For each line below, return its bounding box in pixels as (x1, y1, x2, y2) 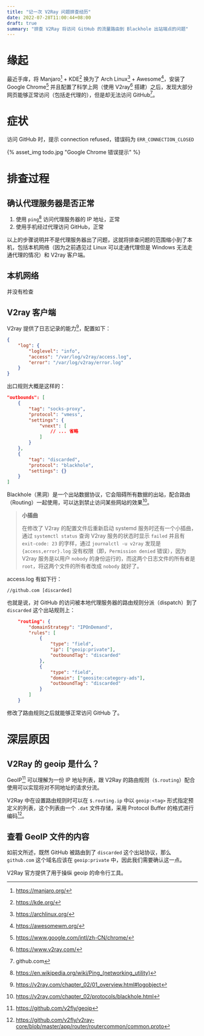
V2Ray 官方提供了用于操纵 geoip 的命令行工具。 (7, 869, 127, 876)
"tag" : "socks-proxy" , (28, 406, 86, 412)
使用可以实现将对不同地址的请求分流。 (7, 784, 102, 791)
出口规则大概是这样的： (7, 383, 65, 390)
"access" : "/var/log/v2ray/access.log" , (28, 354, 132, 360)
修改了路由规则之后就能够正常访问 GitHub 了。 (7, 709, 123, 716)
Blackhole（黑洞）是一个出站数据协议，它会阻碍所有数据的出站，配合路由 (7, 491, 191, 498)
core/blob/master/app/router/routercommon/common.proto (15, 1023, 165, 1030)
